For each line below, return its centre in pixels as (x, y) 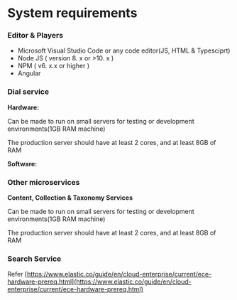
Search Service (34, 259)
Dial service (28, 92)
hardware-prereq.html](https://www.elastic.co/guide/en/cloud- (99, 282)
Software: (22, 164)
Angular (29, 73)
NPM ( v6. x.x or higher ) (54, 66)
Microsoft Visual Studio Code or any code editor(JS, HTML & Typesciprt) (124, 50)
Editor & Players (35, 36)
